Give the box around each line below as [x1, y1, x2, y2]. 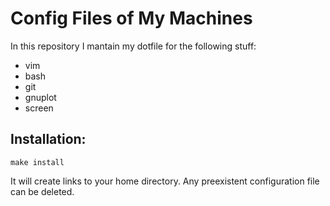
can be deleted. [10, 185, 75, 197]
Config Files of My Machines [10, 7, 253, 30]
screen [24, 102, 54, 114]
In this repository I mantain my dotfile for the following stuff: [10, 40, 257, 52]
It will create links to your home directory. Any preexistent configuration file [10, 175, 320, 187]
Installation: [10, 131, 87, 148]
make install [10, 157, 65, 167]
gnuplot [24, 91, 57, 103]
